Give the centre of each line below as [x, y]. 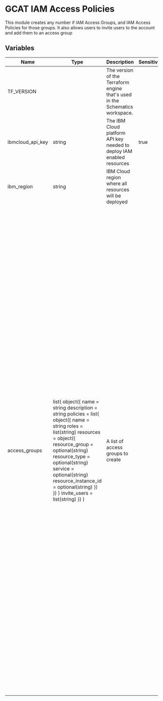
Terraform [118, 82]
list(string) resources [77, 432]
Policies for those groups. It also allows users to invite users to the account [80, 27]
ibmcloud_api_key [28, 142]
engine [114, 88]
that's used [119, 95]
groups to [117, 453]
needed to [118, 145]
